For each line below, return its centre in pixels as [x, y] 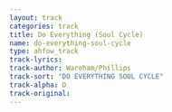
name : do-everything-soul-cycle [70, 43]
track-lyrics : [36, 60]
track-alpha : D [38, 85]
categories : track [44, 26]
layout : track [36, 18]
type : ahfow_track [44, 51]
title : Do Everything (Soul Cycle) [76, 34]
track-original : [40, 93]
